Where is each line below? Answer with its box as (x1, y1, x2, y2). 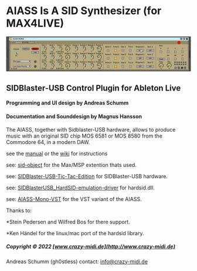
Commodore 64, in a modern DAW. (6, 138, 90, 145)
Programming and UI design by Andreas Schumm (6, 99, 129, 106)
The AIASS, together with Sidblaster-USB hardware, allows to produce (6, 126, 176, 133)
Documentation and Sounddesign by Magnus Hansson (6, 113, 142, 120)
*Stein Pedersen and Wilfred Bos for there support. (6, 218, 130, 225)
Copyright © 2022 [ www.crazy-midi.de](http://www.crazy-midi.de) (6, 243, 176, 250)
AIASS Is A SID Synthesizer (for (6, 4, 162, 18)
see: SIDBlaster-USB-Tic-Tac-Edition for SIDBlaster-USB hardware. (6, 172, 168, 180)
